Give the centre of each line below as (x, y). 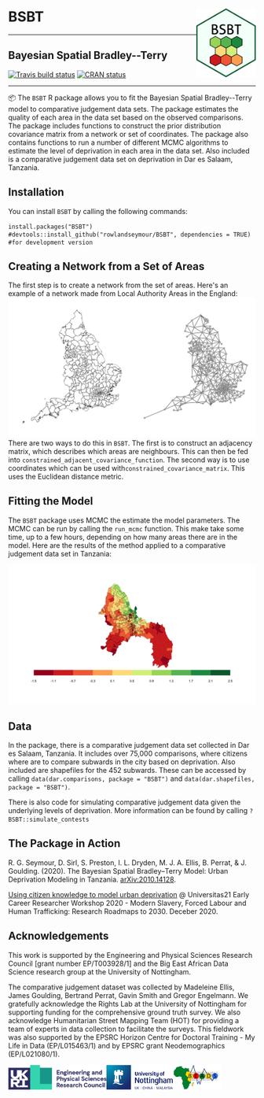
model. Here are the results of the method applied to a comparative (117, 545)
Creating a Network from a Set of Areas (106, 266)
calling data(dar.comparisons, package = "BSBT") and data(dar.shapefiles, (132, 778)
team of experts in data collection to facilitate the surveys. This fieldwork (126, 1029)
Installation (36, 192)
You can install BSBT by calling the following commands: (98, 211)
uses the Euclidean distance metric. (66, 476)
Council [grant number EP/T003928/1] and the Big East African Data (119, 963)
